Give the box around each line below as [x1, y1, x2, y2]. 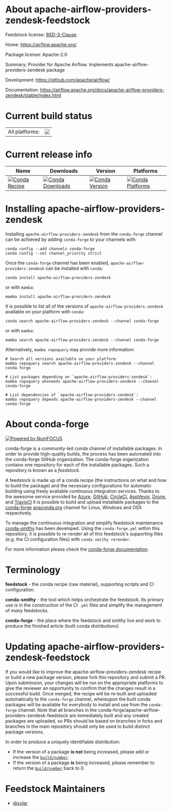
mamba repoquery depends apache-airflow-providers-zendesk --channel [5, 397, 157, 402]
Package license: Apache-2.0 [5, 51, 68, 58]
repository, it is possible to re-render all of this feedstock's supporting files [5, 531, 163, 537]
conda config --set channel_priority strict [5, 251, 102, 256]
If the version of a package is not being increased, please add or [12, 748, 149, 755]
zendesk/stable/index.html [5, 92, 61, 98]
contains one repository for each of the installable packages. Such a [5, 461, 149, 468]
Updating [5, 640, 46, 652]
